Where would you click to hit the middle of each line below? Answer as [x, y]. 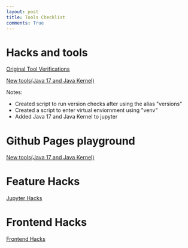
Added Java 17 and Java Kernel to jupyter [66, 117]
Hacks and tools [47, 52]
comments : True [25, 23]
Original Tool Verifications [38, 69]
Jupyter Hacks [24, 198]
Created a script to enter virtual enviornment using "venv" [86, 110]
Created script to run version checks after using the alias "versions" [98, 104]
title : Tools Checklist [36, 17]
